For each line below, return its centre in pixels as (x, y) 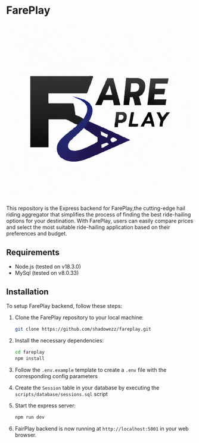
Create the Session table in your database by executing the (87, 388)
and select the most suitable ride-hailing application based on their (88, 227)
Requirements (33, 252)
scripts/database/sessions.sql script (61, 394)
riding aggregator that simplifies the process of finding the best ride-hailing (99, 215)
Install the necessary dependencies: (59, 340)
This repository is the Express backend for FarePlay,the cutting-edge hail (96, 208)
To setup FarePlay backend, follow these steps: (64, 306)
